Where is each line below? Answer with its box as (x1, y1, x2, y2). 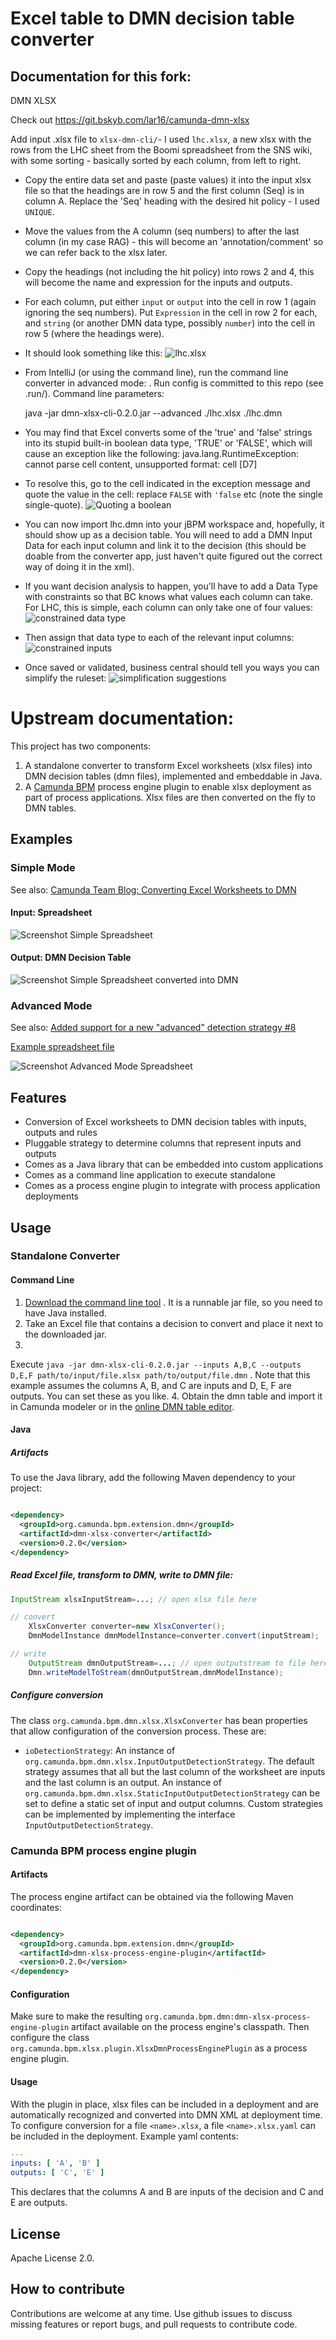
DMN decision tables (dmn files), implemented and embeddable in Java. (24, 770, 323, 782)
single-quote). (24, 499, 84, 511)
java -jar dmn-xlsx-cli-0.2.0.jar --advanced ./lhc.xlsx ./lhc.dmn (24, 407, 283, 419)
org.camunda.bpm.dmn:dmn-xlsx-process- (144, 2012, 312, 2022)
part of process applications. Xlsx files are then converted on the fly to (24, 791, 316, 803)
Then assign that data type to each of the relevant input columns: (24, 632, 295, 643)
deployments (24, 1190, 80, 1202)
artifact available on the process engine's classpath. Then (71, 2021, 310, 2033)
